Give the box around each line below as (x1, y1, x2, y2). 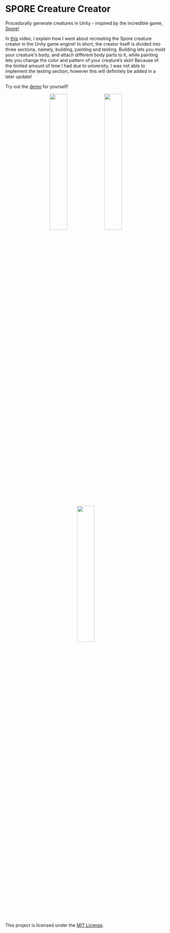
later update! (5, 73, 32, 79)
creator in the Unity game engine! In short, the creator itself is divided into (5, 40, 161, 47)
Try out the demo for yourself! (5, 83, 69, 90)
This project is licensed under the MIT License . (5, 922, 104, 928)
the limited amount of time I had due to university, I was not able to (5, 63, 145, 69)
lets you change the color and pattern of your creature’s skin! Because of (5, 57, 159, 63)
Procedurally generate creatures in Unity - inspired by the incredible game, (5, 20, 163, 26)
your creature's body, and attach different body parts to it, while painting (5, 52, 158, 58)
